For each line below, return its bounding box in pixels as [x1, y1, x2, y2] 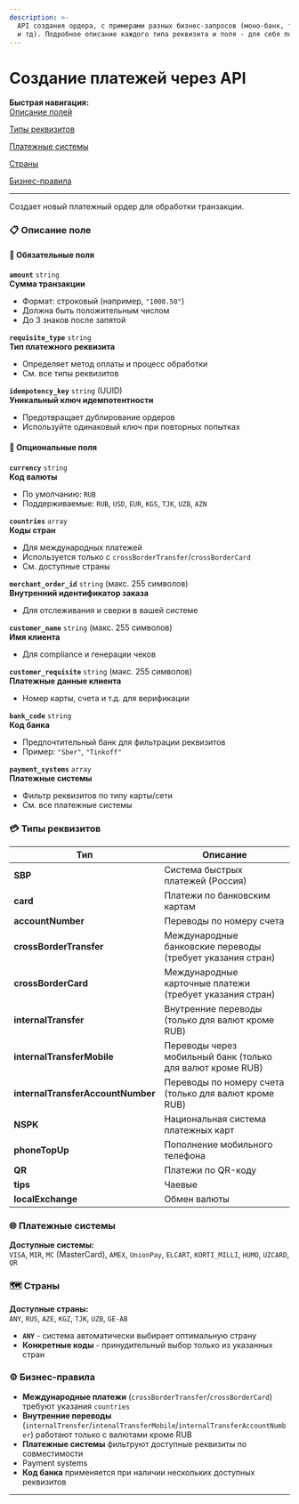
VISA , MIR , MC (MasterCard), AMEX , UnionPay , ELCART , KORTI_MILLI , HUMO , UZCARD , [9, 1249, 290, 1260]
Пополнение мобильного [164, 1138, 273, 1151]
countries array [9, 517, 69, 526]
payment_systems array [9, 764, 92, 774]
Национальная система [164, 1112, 267, 1125]
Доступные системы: [9, 1240, 95, 1250]
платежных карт [164, 1123, 235, 1136]
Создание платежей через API [9, 68, 246, 88]
